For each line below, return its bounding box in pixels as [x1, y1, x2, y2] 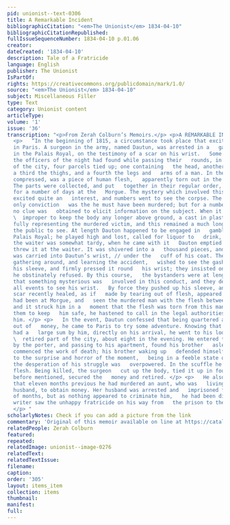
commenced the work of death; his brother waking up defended [13, 348, 201, 355]
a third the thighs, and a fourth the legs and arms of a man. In [13, 170, 213, 176]
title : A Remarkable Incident [7, 16, 94, 23]
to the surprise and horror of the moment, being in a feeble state [13, 355, 219, 362]
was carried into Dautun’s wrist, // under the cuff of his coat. [13, 253, 213, 259]
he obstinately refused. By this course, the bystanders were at [13, 272, 210, 279]
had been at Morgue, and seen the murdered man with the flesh [13, 297, 204, 304]
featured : [7, 431, 36, 438]
